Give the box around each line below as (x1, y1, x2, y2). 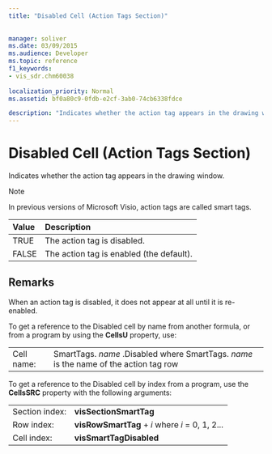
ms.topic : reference (8, 57, 79, 66)
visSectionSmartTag (74, 405, 155, 417)
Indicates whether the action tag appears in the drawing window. (8, 171, 225, 180)
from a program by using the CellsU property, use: (8, 329, 176, 340)
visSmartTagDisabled (74, 432, 159, 443)
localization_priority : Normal (8, 87, 114, 95)
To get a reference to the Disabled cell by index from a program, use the (8, 379, 249, 388)
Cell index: (12, 432, 53, 443)
